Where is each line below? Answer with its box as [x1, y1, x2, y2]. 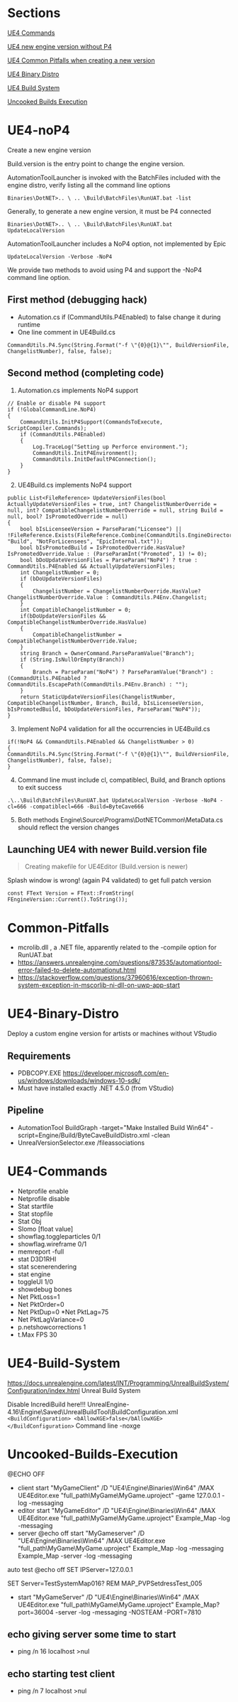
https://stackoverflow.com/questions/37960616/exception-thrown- [17, 974, 214, 982]
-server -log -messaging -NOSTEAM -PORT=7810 [55, 1607, 202, 1616]
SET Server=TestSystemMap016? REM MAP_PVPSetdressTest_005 [7, 1579, 203, 1588]
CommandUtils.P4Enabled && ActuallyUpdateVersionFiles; [7, 563, 176, 570]
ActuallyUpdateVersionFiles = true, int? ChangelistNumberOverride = [7, 500, 217, 507]
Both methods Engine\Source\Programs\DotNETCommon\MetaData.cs [17, 815, 223, 824]
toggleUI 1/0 [17, 1277, 54, 1286]
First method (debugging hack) [7, 293, 147, 306]
